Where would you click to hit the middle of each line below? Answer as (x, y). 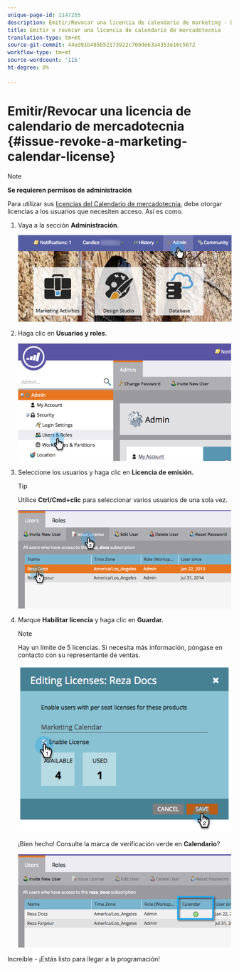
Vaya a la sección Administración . (68, 225)
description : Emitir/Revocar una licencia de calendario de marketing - (117, 22)
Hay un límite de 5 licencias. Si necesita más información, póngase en (120, 648)
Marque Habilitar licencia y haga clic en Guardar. (91, 620)
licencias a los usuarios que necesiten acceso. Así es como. (95, 211)
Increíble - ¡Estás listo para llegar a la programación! (84, 959)
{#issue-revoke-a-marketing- (97, 141)
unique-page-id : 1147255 (44, 15)
